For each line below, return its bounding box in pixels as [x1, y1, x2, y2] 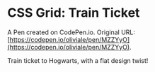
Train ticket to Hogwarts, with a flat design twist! [7, 56, 149, 64]
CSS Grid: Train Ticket [7, 5, 140, 21]
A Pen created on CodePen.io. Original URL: [7, 28, 136, 36]
